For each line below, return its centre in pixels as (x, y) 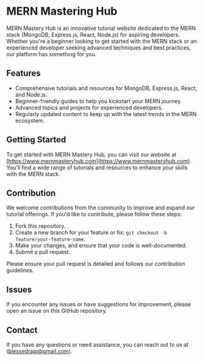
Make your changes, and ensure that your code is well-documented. (101, 246)
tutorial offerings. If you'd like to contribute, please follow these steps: (94, 214)
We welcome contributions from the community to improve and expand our (101, 208)
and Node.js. (31, 94)
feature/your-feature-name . (50, 239)
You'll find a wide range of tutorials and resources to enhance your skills (97, 167)
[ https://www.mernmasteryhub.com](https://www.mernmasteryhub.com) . (99, 161)
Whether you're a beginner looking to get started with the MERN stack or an (101, 41)
